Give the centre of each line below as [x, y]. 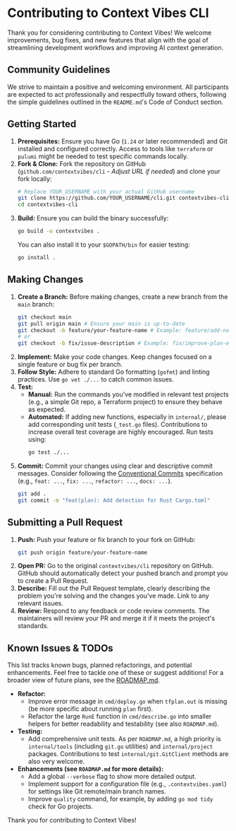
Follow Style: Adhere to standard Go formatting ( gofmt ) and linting [113, 372]
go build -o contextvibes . [58, 231]
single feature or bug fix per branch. [70, 365]
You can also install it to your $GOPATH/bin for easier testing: [104, 244]
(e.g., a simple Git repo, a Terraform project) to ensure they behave [125, 402]
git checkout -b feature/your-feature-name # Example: [100, 330]
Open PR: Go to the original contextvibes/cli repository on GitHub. [115, 566]
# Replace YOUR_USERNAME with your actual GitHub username [106, 191]
